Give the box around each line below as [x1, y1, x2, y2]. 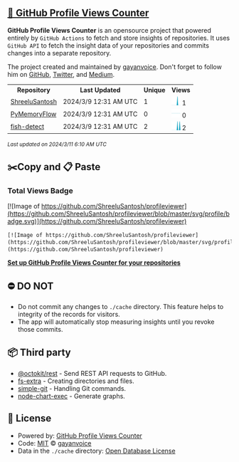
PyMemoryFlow [10, 110, 57, 118]
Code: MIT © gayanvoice [17, 439, 92, 447]
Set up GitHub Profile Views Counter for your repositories [7, 258, 181, 267]
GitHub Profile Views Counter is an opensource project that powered [7, 26, 212, 34]
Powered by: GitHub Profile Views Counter [17, 431, 142, 440]
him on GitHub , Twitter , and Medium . [7, 70, 115, 78]
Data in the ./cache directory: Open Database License [17, 446, 176, 455]
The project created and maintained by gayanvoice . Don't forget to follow [7, 62, 222, 71]
